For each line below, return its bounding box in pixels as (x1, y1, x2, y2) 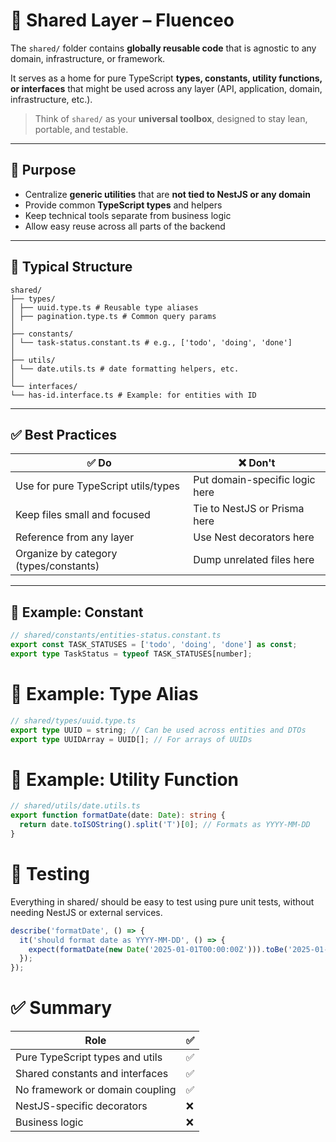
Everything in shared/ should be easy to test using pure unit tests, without (10, 895, 315, 908)
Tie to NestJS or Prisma (193, 502, 305, 516)
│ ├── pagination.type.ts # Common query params (10, 311, 217, 321)
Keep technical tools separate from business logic (24, 209, 232, 221)
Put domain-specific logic (193, 473, 316, 487)
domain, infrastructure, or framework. (10, 52, 166, 64)
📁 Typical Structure (10, 259, 133, 276)
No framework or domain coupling (15, 1083, 177, 1097)
